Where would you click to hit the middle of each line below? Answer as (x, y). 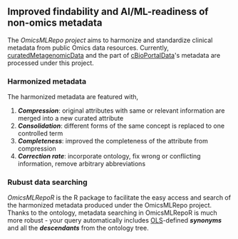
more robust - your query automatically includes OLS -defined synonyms (115, 220)
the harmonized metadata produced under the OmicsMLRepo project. (110, 205)
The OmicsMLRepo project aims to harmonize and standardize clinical (110, 40)
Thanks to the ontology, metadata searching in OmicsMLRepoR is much (112, 213)
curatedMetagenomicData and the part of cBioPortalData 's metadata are (114, 55)
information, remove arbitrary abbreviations (82, 164)
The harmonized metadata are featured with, (73, 97)
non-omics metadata (55, 23)
